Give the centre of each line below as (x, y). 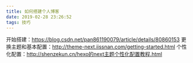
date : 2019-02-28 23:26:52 (39, 17)
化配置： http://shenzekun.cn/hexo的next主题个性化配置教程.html (84, 54)
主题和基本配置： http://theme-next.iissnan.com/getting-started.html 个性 (99, 47)
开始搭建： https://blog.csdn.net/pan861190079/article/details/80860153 (93, 40)
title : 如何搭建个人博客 (33, 11)
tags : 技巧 (18, 22)
